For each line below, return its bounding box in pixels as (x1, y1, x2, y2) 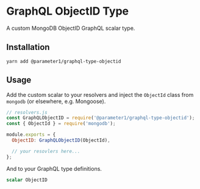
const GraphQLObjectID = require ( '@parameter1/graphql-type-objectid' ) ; (6, 115, 195, 121)
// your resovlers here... (12, 148, 80, 154)
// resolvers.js (6, 109, 48, 115)
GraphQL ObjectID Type (6, 4, 129, 18)
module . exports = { (6, 132, 56, 138)
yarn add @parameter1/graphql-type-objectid (6, 58, 121, 65)
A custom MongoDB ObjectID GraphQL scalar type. (6, 24, 135, 32)
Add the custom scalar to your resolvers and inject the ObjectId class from (6, 91, 194, 98)
